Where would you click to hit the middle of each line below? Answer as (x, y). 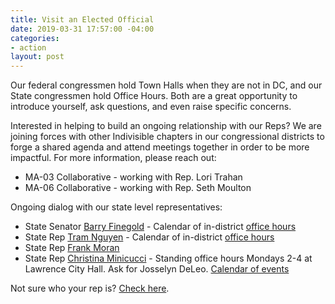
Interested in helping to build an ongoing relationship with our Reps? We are (166, 126)
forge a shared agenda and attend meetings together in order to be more (160, 147)
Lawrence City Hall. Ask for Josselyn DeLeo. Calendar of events (157, 269)
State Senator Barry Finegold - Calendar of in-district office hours (160, 227)
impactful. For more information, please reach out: (113, 158)
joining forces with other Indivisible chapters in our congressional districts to (167, 137)
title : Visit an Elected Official (82, 19)
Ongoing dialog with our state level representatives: (116, 207)
